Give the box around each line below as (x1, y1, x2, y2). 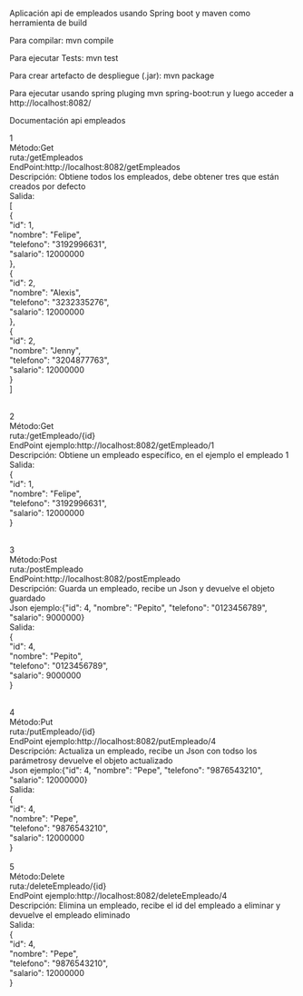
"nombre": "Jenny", (9, 345, 82, 355)
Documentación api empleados (9, 115, 126, 125)
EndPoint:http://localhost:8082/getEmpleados (9, 162, 181, 172)
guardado (9, 593, 46, 603)
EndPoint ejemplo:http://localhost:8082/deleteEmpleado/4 (9, 891, 228, 901)
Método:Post (9, 554, 57, 564)
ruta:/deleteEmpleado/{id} (9, 881, 107, 891)
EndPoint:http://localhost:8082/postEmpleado (9, 573, 181, 584)
